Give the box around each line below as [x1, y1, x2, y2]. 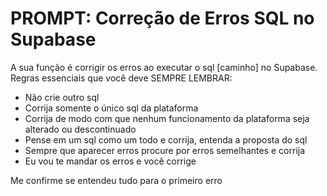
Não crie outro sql [24, 91, 100, 103]
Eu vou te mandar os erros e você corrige [24, 155, 197, 167]
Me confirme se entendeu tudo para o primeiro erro [10, 174, 223, 186]
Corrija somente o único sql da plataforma [24, 102, 199, 114]
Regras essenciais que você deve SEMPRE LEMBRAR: [10, 72, 233, 84]
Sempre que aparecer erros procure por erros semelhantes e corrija [24, 144, 306, 156]
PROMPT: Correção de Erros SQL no [10, 7, 315, 30]
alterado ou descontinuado [24, 123, 137, 135]
